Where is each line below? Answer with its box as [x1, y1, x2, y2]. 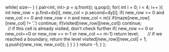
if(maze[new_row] [111, 15, 150, 20]
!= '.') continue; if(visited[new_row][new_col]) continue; [26, 20, 142, 26]
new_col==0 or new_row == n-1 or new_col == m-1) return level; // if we [5, 31, 162, 36]
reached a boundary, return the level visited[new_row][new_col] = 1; [5, 36, 147, 42]
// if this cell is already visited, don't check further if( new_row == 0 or [7, 25, 154, 31]
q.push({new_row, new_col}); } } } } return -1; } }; [5, 41, 107, 47]
